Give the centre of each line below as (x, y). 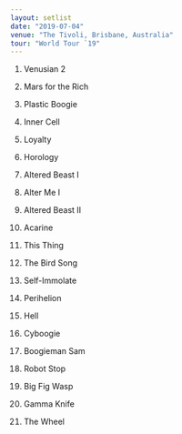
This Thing (44, 246)
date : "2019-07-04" (47, 26)
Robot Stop (45, 368)
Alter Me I (42, 193)
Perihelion (42, 298)
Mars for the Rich (56, 86)
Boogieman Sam (54, 351)
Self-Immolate (50, 281)
